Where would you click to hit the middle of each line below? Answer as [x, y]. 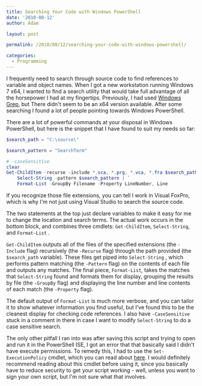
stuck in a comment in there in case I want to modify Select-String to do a [99, 320]
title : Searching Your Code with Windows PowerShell [74, 12]
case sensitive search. [34, 327]
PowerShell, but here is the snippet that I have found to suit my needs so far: [101, 128]
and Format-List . [28, 233]
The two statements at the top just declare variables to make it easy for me [99, 214]
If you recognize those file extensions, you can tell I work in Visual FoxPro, [98, 195]
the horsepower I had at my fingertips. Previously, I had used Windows [94, 98]
